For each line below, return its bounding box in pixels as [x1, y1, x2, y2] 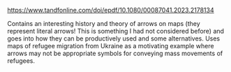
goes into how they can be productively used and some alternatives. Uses [7, 34, 221, 43]
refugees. [7, 57, 35, 65]
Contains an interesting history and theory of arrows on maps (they [7, 20, 200, 27]
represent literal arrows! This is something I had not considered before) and [7, 27, 225, 35]
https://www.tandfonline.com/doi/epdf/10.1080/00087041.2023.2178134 [7, 6, 214, 14]
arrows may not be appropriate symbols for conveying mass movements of [7, 49, 223, 57]
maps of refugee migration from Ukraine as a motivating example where [7, 42, 214, 50]
